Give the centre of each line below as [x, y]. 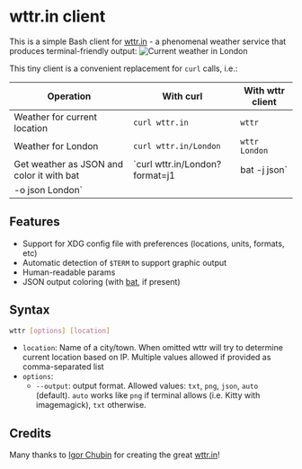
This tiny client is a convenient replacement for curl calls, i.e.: [124, 68]
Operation [69, 96]
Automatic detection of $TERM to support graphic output [124, 262]
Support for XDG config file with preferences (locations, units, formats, [153, 243]
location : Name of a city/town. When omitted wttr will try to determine [152, 348]
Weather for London [56, 146]
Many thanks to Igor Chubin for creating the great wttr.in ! [115, 455]
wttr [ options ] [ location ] [60, 331]
